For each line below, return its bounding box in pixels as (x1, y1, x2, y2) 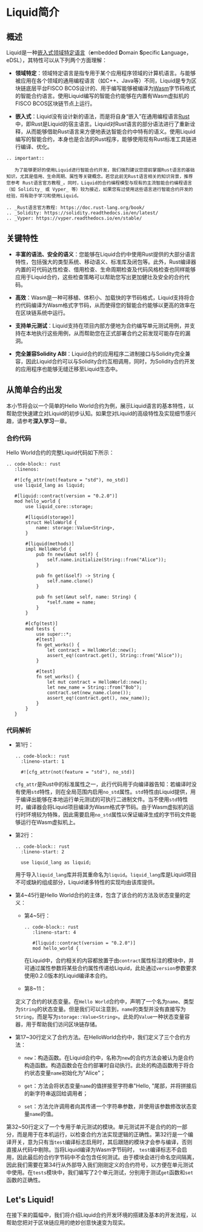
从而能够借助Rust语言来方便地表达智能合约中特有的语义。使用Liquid (25, 128, 196, 135)
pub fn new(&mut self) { (36, 551, 99, 557)
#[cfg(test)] (25, 621, 59, 627)
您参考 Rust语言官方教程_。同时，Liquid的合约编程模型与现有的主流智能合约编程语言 (6, 180, 193, 186)
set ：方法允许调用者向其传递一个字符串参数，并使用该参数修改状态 (24, 1103, 192, 1110)
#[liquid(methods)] (25, 540, 75, 547)
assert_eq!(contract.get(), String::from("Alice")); (47, 652, 183, 658)
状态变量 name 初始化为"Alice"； (29, 1069, 106, 1076)
